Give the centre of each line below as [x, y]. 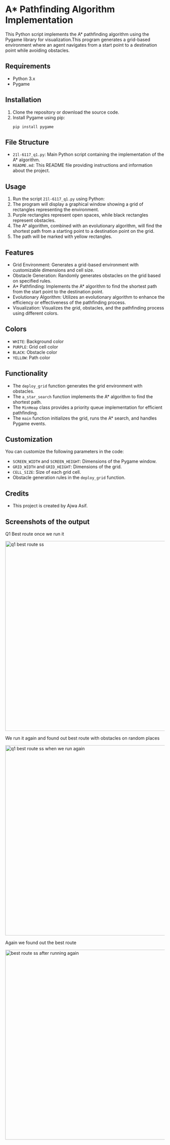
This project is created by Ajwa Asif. [50, 506]
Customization [29, 440]
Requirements [28, 66]
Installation [23, 100]
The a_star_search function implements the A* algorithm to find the [83, 396]
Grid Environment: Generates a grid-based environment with [76, 265]
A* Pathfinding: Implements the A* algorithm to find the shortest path [84, 286]
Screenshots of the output [48, 522]
